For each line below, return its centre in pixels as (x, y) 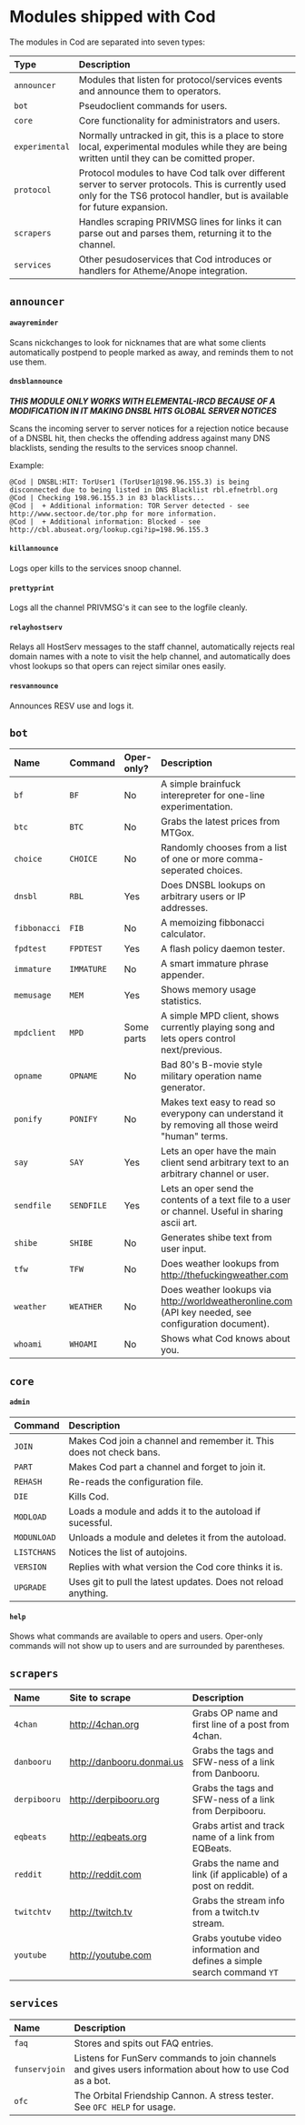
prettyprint (32, 588)
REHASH (28, 1481)
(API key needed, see (206, 1313)
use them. (28, 362)
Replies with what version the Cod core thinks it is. (176, 1567)
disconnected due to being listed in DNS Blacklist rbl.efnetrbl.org (144, 490)
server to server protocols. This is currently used (182, 184)
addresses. (184, 908)
